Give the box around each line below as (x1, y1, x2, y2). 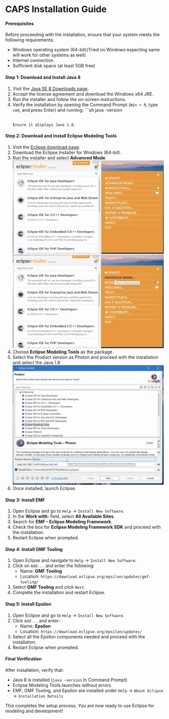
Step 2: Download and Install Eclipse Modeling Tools (5, 133, 117, 139)
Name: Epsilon (20, 623, 51, 629)
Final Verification (5, 656, 42, 662)
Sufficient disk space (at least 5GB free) (12, 63, 96, 69)
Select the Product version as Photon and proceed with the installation (12, 354, 158, 360)
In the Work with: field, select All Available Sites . (12, 513, 115, 519)
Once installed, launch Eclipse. (12, 486, 76, 492)
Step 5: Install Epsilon (5, 601, 52, 607)
